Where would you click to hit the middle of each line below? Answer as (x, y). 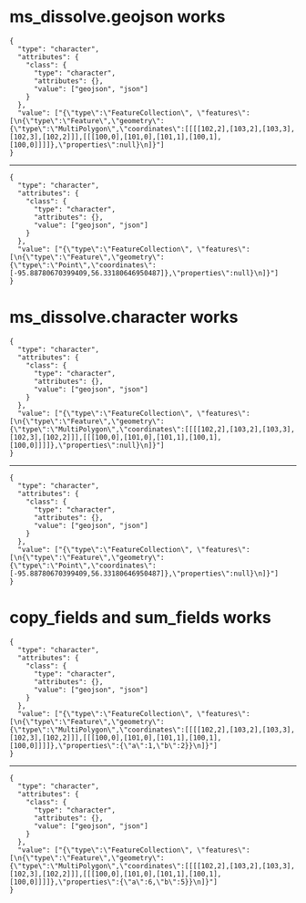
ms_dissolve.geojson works (117, 17)
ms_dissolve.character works (124, 317)
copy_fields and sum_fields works (140, 618)
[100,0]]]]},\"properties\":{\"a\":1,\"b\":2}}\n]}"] (114, 745)
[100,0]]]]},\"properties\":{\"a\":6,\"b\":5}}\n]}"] (114, 882)
